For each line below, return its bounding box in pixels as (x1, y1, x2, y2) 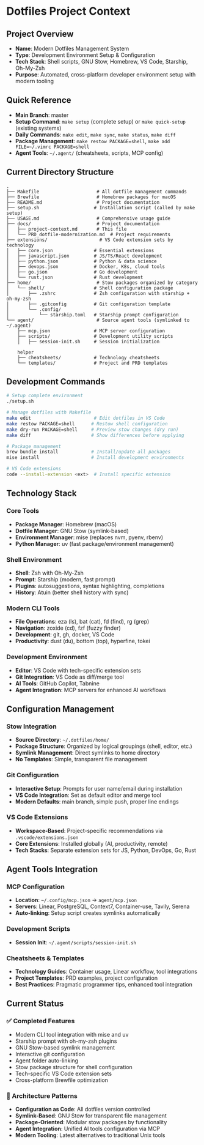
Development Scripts (6, 925, 70, 933)
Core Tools (6, 507, 40, 515)
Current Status (6, 999, 64, 1009)
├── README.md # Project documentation (6, 199, 160, 206)
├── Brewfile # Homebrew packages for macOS (6, 194, 176, 200)
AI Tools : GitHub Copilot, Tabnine (15, 679, 100, 687)
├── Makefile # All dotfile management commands (6, 188, 188, 195)
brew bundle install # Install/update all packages (6, 449, 171, 455)
